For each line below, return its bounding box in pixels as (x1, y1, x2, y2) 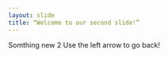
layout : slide (8, 11, 55, 20)
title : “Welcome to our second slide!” (8, 19, 140, 27)
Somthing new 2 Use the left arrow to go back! (8, 40, 161, 49)
